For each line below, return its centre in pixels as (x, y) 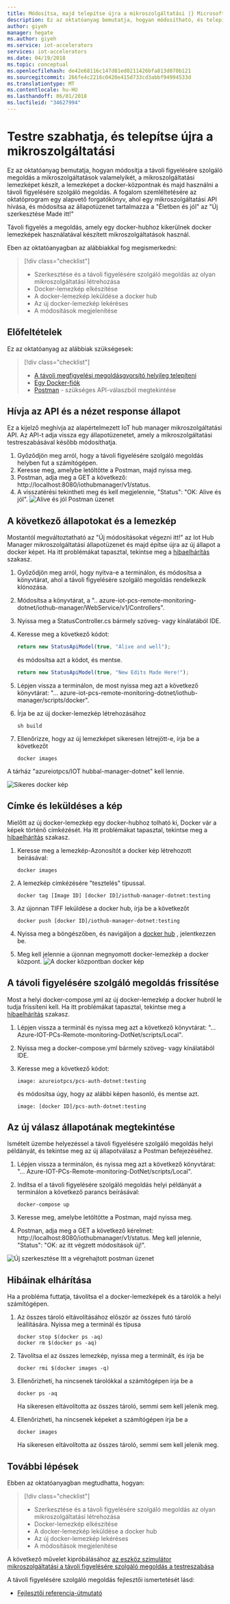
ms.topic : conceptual (38, 64)
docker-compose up (43, 1205)
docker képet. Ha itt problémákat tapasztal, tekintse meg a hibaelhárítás (108, 552)
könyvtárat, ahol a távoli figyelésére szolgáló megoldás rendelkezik (112, 580)
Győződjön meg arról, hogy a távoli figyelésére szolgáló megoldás (110, 456)
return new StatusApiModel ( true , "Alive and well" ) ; (94, 647)
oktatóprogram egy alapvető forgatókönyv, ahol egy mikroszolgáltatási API (112, 199)
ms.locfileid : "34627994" (44, 103)
